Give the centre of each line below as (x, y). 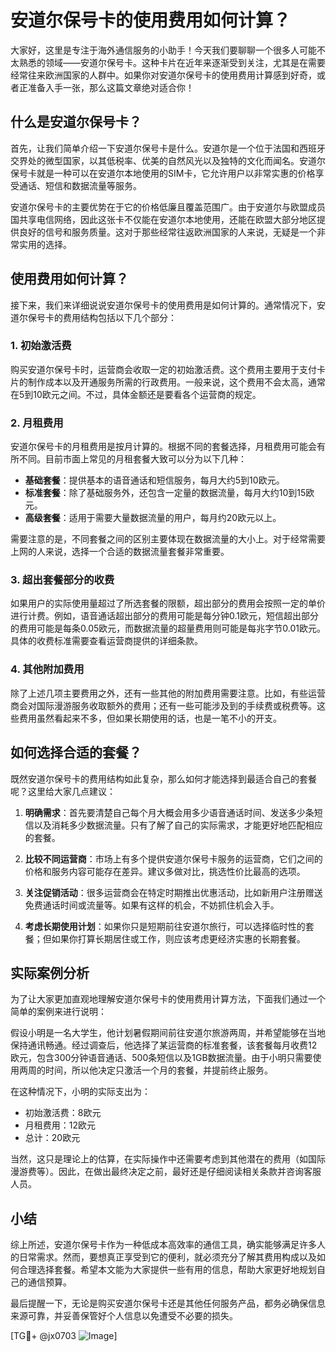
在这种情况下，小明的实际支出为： (80, 1092)
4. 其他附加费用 (47, 669)
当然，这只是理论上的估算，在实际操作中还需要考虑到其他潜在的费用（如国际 (168, 1159)
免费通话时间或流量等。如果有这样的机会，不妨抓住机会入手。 (152, 905)
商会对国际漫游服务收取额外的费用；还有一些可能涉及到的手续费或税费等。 (163, 705)
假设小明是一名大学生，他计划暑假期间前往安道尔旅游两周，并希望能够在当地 (168, 1033)
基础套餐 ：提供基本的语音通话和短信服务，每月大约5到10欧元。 (154, 480)
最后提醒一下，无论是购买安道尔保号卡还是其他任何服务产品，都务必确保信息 (168, 1303)
